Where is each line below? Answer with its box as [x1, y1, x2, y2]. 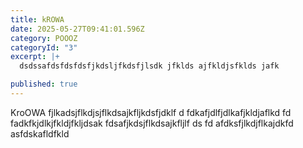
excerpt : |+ [10, 52, 60, 62]
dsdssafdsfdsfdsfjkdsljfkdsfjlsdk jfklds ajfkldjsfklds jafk [19, 61, 280, 71]
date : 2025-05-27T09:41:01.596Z [10, 24, 145, 34]
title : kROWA [10, 14, 65, 25]
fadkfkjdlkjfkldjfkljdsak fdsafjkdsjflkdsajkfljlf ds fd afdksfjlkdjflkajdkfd [10, 117, 294, 129]
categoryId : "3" [10, 42, 78, 53]
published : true [10, 79, 78, 90]
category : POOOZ [10, 33, 78, 43]
